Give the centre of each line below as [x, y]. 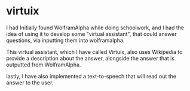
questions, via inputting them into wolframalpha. [65, 40]
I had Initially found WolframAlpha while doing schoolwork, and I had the [95, 28]
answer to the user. [30, 83]
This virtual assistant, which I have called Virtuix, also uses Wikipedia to [94, 51]
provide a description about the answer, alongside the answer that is [91, 58]
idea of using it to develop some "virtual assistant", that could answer [92, 34]
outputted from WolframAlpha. [44, 65]
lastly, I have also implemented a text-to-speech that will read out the [91, 76]
